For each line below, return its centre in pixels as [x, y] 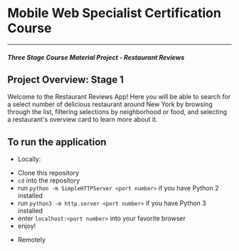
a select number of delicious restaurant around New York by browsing [110, 104]
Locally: [29, 159]
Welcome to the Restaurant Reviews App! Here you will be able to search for [119, 97]
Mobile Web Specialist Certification [115, 13]
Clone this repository [48, 173]
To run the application [57, 142]
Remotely [32, 240]
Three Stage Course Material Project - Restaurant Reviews [96, 57]
